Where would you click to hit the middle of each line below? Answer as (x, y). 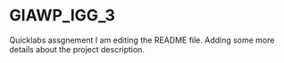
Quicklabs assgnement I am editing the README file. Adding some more (142, 40)
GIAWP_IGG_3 (63, 16)
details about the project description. (77, 49)
